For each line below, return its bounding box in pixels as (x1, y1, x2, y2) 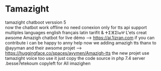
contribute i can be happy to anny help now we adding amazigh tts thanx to (5, 40, 157, 45)
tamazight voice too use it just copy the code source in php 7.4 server (5, 55, 145, 61)
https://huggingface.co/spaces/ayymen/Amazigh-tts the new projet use (5, 50, 150, 56)
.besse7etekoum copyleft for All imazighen (5, 60, 91, 66)
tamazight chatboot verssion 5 (5, 19, 66, 25)
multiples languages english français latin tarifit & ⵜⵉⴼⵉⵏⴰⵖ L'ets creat (5, 29, 147, 35)
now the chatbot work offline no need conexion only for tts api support (5, 24, 147, 30)
